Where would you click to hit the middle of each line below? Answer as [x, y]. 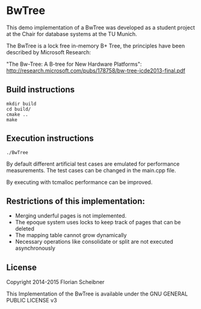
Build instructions [40, 90]
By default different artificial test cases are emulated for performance [93, 164]
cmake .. [17, 114]
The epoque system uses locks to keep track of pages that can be [98, 222]
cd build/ [19, 109]
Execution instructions [50, 139]
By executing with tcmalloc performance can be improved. [80, 182]
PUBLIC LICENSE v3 [32, 300]
